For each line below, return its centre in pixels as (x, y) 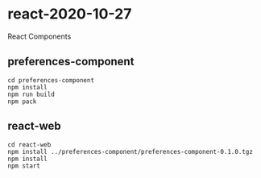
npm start (24, 166)
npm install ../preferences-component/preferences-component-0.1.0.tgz (130, 151)
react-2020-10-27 (70, 14)
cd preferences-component (51, 80)
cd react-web (29, 145)
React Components (39, 36)
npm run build (31, 94)
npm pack (22, 101)
